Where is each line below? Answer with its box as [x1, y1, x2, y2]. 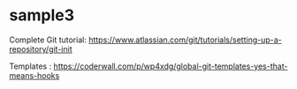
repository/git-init [9, 43, 72, 54]
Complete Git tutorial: [9, 34, 87, 45]
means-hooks [9, 70, 60, 80]
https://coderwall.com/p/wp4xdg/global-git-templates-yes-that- [53, 61, 288, 71]
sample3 [9, 5, 75, 26]
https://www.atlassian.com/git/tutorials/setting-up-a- [88, 34, 283, 45]
